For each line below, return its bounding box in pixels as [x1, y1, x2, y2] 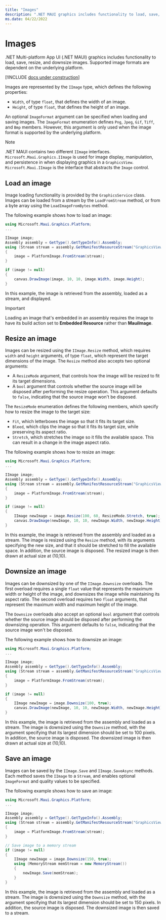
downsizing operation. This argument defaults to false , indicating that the [5, 621, 156, 627]
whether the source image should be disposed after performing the [5, 616, 142, 622]
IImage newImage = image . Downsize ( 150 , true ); [14, 857, 112, 862]
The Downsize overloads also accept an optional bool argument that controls [5, 611, 160, 617]
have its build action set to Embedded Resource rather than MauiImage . [5, 320, 153, 326]
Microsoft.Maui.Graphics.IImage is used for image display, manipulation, [5, 154, 154, 160]
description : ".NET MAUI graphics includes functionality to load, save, [5, 12, 161, 17]
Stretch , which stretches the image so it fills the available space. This [12, 434, 154, 440]
